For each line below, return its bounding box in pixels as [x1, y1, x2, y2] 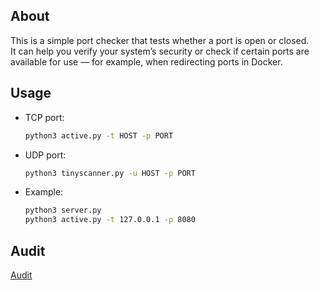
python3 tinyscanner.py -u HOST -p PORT [24, 168, 196, 178]
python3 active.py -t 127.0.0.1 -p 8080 [24, 215, 196, 225]
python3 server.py [24, 205, 102, 216]
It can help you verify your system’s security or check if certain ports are [10, 45, 310, 57]
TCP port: [24, 111, 65, 123]
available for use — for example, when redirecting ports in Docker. [10, 55, 283, 68]
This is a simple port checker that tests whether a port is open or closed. [10, 34, 310, 46]
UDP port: [24, 149, 67, 161]
